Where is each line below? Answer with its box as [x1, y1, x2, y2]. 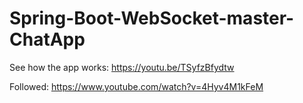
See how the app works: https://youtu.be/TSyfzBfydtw [9, 61, 235, 73]
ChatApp [9, 28, 86, 51]
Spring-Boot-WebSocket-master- [9, 7, 295, 30]
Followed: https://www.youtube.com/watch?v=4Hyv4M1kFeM [9, 80, 264, 92]
